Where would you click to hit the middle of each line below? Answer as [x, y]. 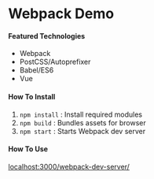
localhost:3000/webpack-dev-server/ [69, 166]
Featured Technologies [47, 35]
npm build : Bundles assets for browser [83, 122]
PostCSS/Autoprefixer [55, 62]
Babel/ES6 [37, 70]
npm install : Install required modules [81, 114]
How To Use [28, 149]
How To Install [32, 96]
